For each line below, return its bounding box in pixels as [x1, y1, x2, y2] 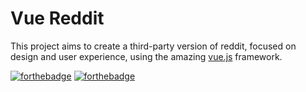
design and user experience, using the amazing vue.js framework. [10, 50, 283, 62]
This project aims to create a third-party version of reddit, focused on [10, 40, 297, 52]
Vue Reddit [10, 7, 105, 30]
